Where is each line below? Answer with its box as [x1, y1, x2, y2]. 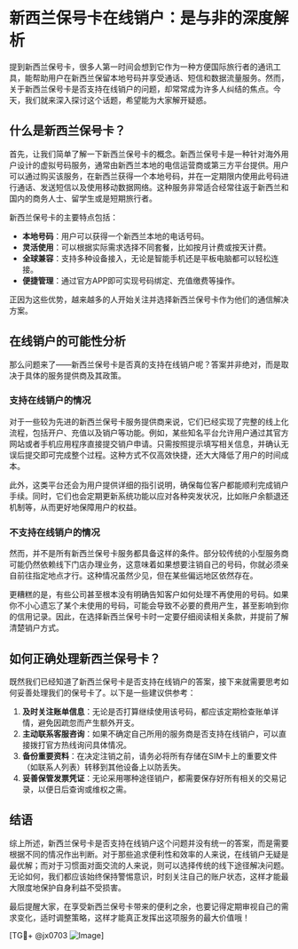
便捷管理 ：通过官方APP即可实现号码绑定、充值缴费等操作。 [21, 275, 240, 285]
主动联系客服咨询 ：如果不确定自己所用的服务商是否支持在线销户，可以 [21, 728, 279, 738]
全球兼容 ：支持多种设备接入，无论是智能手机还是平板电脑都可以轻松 [21, 252, 271, 263]
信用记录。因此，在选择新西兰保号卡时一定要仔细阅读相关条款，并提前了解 [16, 611, 289, 622]
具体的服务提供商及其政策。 [24, 370, 126, 380]
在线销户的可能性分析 [9, 334, 126, 349]
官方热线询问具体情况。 [45, 739, 131, 750]
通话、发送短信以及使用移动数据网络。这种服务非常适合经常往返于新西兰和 [16, 181, 289, 192]
